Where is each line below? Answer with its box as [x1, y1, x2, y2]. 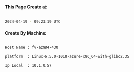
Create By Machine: [5, 30, 47, 36]
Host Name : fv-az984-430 [5, 45, 58, 50]
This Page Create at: [5, 4, 48, 10]
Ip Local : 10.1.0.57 [5, 63, 52, 68]
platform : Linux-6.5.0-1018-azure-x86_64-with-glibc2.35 [5, 54, 130, 59]
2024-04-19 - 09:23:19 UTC [5, 19, 61, 24]
